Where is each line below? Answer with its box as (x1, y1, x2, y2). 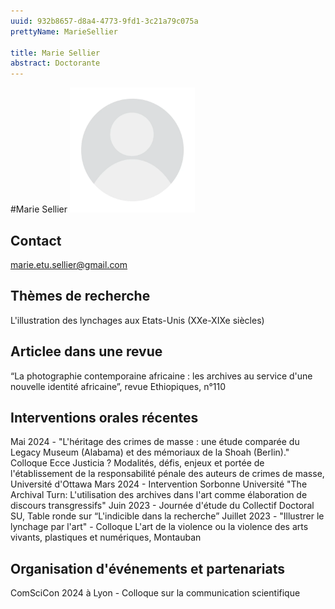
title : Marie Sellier (10, 48, 101, 58)
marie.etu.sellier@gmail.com (10, 258, 128, 270)
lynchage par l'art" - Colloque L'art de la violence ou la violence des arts (10, 521, 309, 533)
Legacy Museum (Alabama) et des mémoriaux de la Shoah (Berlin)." (10, 446, 290, 459)
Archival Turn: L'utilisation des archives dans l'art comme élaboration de (10, 489, 308, 501)
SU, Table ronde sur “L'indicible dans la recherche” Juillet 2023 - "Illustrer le (10, 510, 325, 522)
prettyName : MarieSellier (10, 26, 118, 37)
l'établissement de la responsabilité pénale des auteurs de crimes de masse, (10, 468, 325, 480)
